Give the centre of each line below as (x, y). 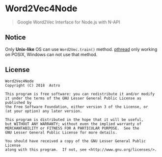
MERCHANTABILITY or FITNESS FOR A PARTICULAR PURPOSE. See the (72, 128)
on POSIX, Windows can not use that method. (51, 54)
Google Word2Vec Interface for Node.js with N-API (68, 22)
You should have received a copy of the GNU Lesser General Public (76, 141)
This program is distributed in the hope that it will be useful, (74, 120)
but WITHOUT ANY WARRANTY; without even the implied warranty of (73, 124)
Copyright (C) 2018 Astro (33, 85)
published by (18, 102)
